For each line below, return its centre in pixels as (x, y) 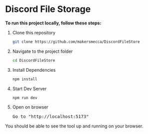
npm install (25, 79)
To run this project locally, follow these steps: (53, 23)
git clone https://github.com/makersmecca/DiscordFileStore (76, 42)
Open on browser (30, 107)
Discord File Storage (48, 9)
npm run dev (25, 98)
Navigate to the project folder (43, 51)
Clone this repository (34, 32)
